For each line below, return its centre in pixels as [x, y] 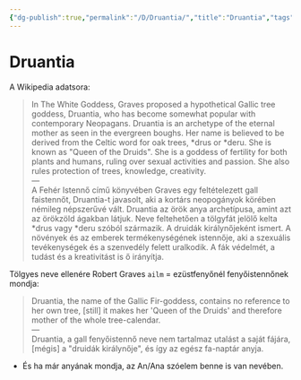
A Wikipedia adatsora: [50, 87]
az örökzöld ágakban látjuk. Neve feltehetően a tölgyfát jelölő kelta [154, 218]
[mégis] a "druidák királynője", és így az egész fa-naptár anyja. [147, 348]
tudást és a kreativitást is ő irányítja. [97, 256]
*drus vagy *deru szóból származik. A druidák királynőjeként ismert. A [161, 228]
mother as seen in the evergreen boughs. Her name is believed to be [158, 133]
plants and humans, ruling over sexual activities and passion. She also [160, 161]
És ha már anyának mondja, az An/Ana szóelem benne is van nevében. [153, 366]
